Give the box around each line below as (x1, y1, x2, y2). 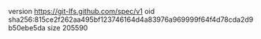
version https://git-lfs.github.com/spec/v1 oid (8, 7, 155, 16)
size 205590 (47, 23, 88, 32)
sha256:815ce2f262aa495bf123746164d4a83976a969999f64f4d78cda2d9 (8, 15, 254, 24)
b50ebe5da (8, 23, 46, 32)
